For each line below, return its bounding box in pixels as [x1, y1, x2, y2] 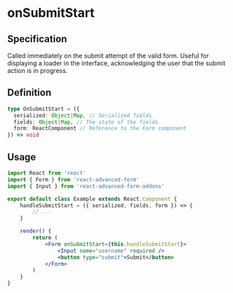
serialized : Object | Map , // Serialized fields [13, 112, 152, 119]
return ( [32, 234, 58, 241]
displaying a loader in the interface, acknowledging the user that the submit [7, 59, 226, 67]
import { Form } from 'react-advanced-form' [7, 176, 140, 183]
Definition [7, 86, 51, 99]
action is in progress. [7, 67, 68, 74]
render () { [20, 228, 52, 235]
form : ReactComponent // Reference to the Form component [13, 125, 187, 132]
